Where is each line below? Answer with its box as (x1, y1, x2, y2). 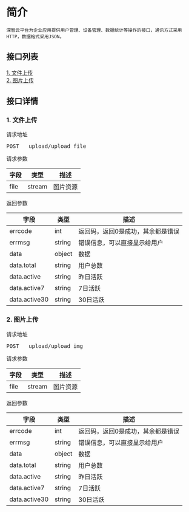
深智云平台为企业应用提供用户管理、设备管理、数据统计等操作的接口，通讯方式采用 (6, 27, 182, 33)
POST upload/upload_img (6, 342, 84, 350)
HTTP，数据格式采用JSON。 (6, 33, 65, 40)
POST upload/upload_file (6, 143, 87, 150)
